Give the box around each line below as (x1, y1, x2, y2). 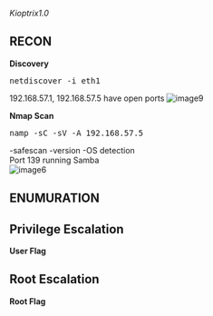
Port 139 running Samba (9, 154, 100, 165)
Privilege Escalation (9, 222, 124, 237)
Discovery (9, 58, 50, 69)
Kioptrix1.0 (9, 8, 50, 18)
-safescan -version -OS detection (9, 144, 136, 155)
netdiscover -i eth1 (9, 75, 102, 85)
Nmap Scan (9, 110, 54, 121)
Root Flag (9, 295, 46, 307)
